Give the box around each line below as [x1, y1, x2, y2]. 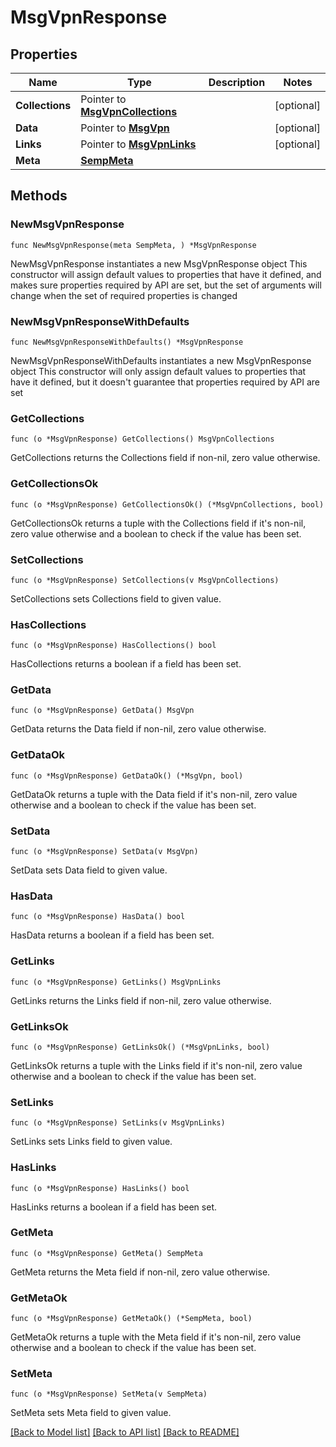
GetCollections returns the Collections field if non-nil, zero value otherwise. [10, 452, 321, 464]
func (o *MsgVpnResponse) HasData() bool [10, 912, 186, 922]
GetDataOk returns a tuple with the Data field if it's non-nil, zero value [10, 788, 298, 800]
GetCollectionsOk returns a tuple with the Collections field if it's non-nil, [10, 517, 307, 529]
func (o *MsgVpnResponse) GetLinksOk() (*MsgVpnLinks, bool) [10, 1042, 271, 1052]
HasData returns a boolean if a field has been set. [10, 929, 215, 941]
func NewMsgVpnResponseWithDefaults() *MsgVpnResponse [10, 337, 244, 347]
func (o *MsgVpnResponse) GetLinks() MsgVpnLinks [10, 977, 222, 987]
